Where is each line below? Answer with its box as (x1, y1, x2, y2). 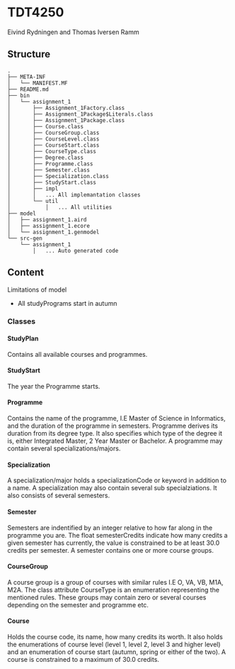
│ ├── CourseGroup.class (7, 129, 100, 136)
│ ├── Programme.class (7, 160, 93, 167)
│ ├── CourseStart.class (7, 141, 100, 149)
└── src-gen (7, 235, 42, 242)
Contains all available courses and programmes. (7, 350, 148, 358)
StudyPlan (7, 334, 39, 343)
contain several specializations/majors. (7, 444, 121, 453)
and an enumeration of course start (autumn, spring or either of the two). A (7, 647, 227, 656)
